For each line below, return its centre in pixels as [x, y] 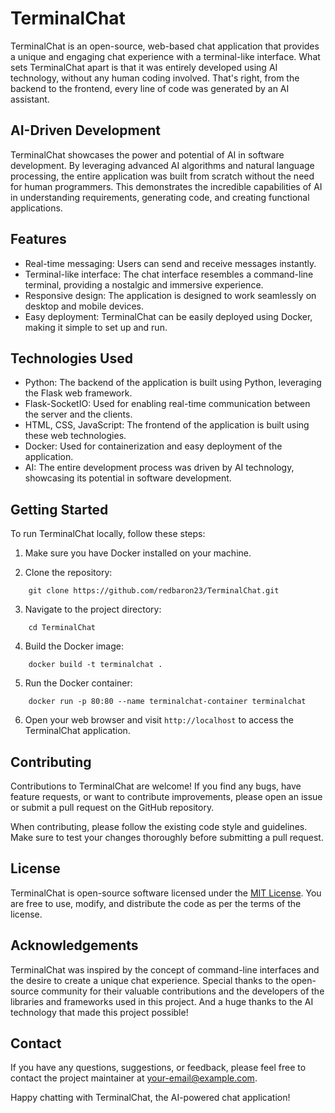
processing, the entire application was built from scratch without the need [162, 176]
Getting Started [59, 509]
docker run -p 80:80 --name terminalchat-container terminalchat [167, 702]
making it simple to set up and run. [96, 327]
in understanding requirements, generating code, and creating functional [160, 197]
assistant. [30, 99]
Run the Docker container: [78, 683]
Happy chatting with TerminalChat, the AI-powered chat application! [150, 1098]
